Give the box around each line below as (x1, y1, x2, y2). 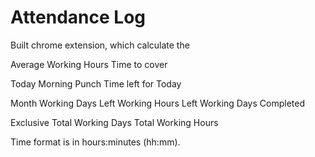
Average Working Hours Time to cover (10, 58, 168, 70)
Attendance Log (10, 6, 147, 29)
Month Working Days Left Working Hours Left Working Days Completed (10, 97, 305, 109)
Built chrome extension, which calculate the (10, 39, 190, 51)
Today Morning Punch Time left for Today (10, 77, 182, 90)
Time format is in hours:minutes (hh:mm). (10, 136, 181, 148)
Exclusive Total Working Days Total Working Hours (10, 116, 219, 128)
